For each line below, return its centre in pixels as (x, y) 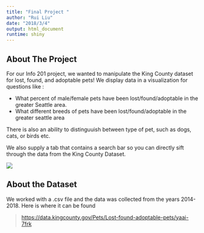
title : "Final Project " (38, 12)
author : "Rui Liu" (30, 18)
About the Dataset (42, 185)
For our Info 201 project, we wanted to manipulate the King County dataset (100, 73)
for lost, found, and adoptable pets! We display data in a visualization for (97, 80)
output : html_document (35, 29)
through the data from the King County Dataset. (66, 154)
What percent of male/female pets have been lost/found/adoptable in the (107, 98)
